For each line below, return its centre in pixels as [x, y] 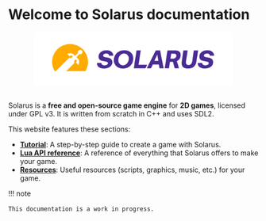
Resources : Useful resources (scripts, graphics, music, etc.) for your [132, 170]
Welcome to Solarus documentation [129, 15]
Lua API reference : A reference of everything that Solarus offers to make [139, 153]
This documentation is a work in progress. [81, 209]
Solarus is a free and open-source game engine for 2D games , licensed [127, 105]
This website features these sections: [69, 129]
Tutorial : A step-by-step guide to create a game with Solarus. [120, 145]
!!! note [20, 194]
